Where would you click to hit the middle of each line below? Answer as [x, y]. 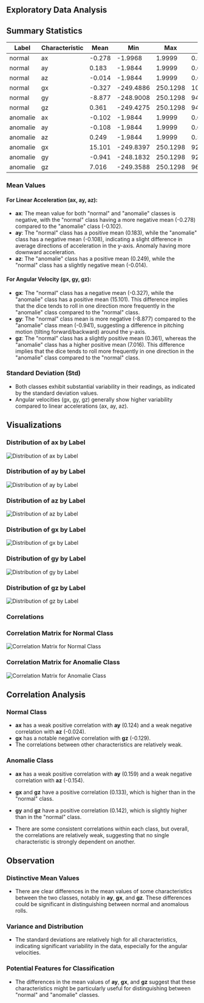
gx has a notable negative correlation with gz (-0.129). [83, 738]
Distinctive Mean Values [43, 878]
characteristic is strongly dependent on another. [75, 842]
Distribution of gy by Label [46, 559]
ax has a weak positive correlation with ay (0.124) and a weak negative [104, 725]
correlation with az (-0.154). [50, 780]
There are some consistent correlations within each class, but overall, [102, 829]
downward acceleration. [45, 252]
